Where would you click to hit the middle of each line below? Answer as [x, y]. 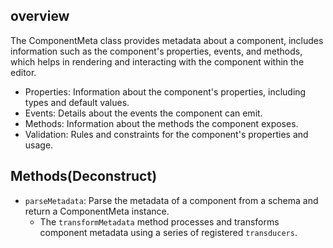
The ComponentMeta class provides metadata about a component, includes [167, 40]
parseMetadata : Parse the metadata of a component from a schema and [171, 200]
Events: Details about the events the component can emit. [143, 113]
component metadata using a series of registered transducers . [168, 232]
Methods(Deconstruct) [84, 176]
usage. [39, 145]
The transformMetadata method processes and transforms [159, 221]
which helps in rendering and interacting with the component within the [157, 61]
